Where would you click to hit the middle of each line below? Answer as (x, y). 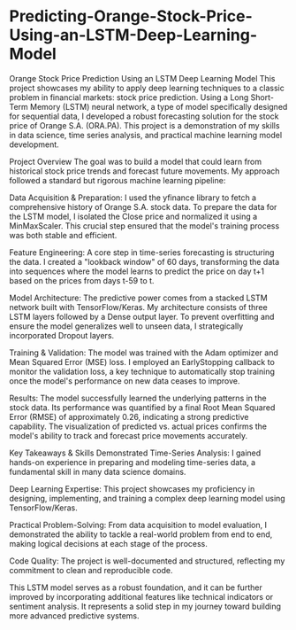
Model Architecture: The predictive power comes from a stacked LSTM (138, 298)
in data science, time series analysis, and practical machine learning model (146, 135)
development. (34, 144)
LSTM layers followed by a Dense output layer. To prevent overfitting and (142, 316)
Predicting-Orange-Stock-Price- (131, 16)
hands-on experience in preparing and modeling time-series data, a (133, 462)
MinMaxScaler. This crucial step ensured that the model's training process (144, 226)
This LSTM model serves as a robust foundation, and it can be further (136, 587)
